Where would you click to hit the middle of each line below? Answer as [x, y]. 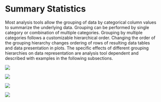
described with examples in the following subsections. [59, 58]
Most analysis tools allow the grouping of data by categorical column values [81, 22]
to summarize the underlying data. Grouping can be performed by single [77, 27]
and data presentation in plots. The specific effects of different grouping [77, 48]
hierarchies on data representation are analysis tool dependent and [72, 53]
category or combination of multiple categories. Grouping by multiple [74, 32]
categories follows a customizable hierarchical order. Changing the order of [80, 38]
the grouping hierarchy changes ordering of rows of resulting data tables [78, 43]
